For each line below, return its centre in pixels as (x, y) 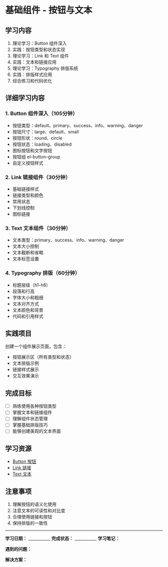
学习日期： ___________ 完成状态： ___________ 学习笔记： (62, 538)
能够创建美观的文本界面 (36, 431)
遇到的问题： (18, 549)
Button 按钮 (24, 461)
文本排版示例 (25, 363)
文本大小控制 (25, 246)
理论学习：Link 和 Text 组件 (40, 56)
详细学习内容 (25, 98)
